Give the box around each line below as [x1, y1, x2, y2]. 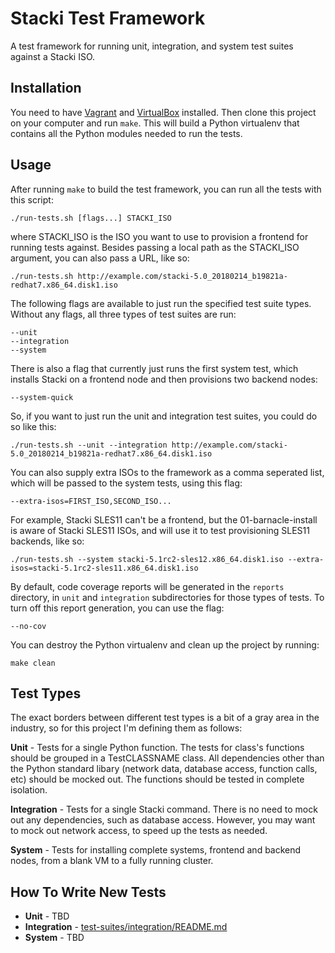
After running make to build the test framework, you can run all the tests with [10, 183, 322, 195]
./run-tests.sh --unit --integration [10, 440, 168, 450]
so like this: [10, 420, 57, 432]
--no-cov [10, 621, 47, 631]
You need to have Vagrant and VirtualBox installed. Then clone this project [10, 106, 317, 118]
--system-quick [10, 392, 74, 402]
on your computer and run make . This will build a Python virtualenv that [10, 117, 300, 129]
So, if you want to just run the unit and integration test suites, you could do [10, 410, 318, 422]
